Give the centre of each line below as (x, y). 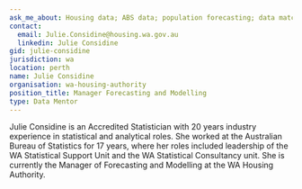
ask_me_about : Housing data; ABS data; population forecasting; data (142, 18)
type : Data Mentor (44, 101)
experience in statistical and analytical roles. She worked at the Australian (146, 137)
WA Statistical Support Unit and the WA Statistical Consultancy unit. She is (147, 156)
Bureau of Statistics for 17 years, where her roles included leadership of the (149, 146)
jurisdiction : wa (42, 59)
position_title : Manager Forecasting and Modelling (108, 93)
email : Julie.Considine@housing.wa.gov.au (98, 34)
